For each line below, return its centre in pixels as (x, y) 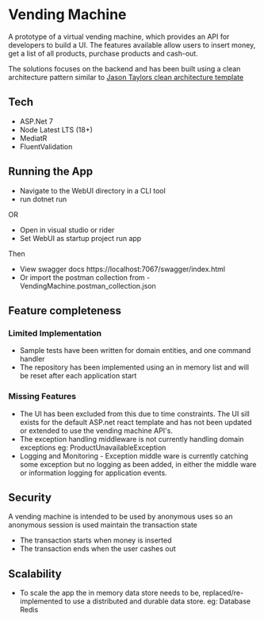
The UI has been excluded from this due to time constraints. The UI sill (134, 413)
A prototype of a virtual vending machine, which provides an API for (119, 36)
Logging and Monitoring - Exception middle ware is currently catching (134, 456)
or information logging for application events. (94, 473)
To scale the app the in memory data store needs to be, (110, 593)
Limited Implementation (55, 333)
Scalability (35, 574)
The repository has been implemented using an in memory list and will (134, 367)
